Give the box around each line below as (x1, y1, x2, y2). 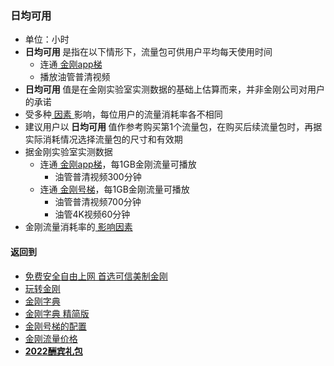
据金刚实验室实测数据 (24, 146, 113, 158)
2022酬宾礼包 (24, 345, 83, 357)
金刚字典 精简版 (24, 307, 90, 319)
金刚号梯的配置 (24, 320, 87, 332)
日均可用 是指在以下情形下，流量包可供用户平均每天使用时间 (24, 46, 273, 58)
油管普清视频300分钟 (54, 171, 142, 183)
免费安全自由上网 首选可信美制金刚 (24, 270, 168, 282)
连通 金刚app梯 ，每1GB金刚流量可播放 (39, 158, 197, 171)
